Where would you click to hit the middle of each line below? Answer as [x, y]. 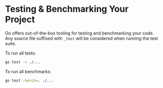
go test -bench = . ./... [29, 80]
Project [20, 19]
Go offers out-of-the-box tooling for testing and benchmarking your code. [80, 33]
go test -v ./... [23, 62]
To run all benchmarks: [28, 71]
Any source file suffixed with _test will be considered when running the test [81, 38]
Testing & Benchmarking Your [67, 9]
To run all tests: [21, 53]
